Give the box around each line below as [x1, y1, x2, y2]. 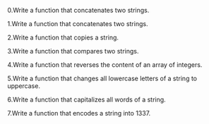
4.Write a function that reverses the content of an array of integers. [7, 61, 203, 69]
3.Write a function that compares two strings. [7, 47, 139, 55]
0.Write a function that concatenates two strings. [7, 6, 150, 14]
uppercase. [7, 82, 41, 90]
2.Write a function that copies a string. [7, 33, 119, 42]
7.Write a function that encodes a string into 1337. [7, 109, 151, 117]
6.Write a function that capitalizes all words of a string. [7, 95, 166, 104]
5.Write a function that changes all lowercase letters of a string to [7, 74, 198, 82]
